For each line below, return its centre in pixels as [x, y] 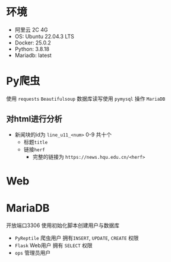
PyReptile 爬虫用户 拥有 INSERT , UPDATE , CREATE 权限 [77, 238]
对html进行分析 [34, 119]
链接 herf [34, 149]
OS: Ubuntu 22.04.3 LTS [44, 36]
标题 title [36, 142]
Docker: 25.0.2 [33, 43]
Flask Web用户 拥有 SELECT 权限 [54, 245]
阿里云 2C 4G [31, 30]
